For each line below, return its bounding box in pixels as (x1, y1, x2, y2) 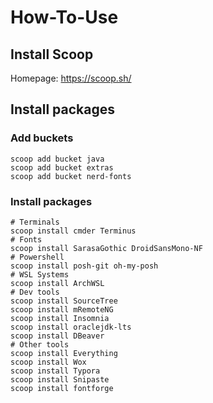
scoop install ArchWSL (10, 278, 105, 288)
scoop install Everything (10, 348, 118, 358)
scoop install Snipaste (10, 374, 110, 385)
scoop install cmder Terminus (10, 226, 137, 236)
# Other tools (10, 339, 70, 350)
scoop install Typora (10, 366, 101, 376)
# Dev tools (10, 287, 60, 297)
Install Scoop (10, 46, 94, 63)
